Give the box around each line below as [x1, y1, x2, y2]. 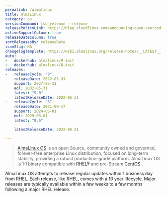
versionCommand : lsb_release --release [5, 21, 88, 26]
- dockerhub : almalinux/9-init [5, 58, 75, 63]
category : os [5, 16, 32, 21]
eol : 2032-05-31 [14, 85, 48, 91]
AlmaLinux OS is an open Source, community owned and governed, [17, 145, 156, 151]
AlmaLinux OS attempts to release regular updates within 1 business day [5, 170, 153, 176]
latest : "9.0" [14, 90, 43, 95]
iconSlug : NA [5, 44, 32, 49]
